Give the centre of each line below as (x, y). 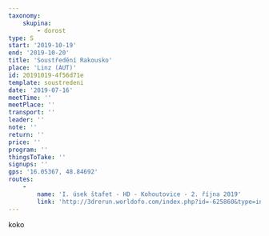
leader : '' (26, 120)
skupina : (37, 23)
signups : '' (28, 165)
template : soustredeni (46, 82)
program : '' (28, 150)
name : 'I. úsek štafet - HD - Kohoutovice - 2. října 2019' (139, 194)
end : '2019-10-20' (39, 53)
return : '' (26, 134)
